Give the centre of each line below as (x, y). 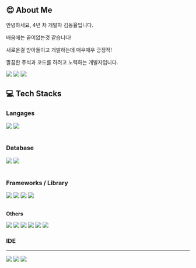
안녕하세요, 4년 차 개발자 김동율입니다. (50, 25)
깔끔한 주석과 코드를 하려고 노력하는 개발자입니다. (62, 62)
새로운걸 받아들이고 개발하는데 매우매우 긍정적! (59, 50)
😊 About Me (29, 10)
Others (15, 214)
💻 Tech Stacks (34, 94)
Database (20, 148)
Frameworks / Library (37, 183)
